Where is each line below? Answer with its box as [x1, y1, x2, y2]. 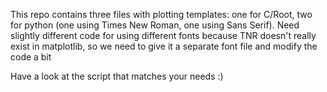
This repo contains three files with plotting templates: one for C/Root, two [10, 9, 313, 20]
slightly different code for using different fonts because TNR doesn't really [10, 30, 317, 41]
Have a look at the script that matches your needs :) [10, 70, 224, 82]
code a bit [10, 51, 52, 63]
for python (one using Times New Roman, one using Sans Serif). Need [10, 19, 300, 31]
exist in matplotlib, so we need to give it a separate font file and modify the [10, 40, 318, 52]
